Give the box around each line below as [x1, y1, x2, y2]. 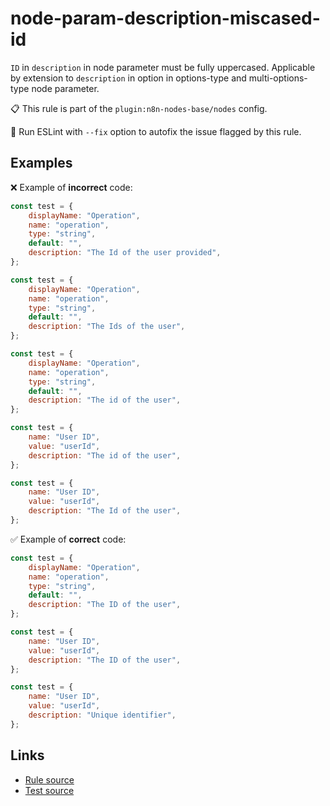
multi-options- [248, 72, 308, 84]
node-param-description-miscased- [10, 7, 321, 30]
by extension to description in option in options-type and [10, 72, 247, 84]
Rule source [24, 773, 75, 786]
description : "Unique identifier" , [28, 710, 177, 720]
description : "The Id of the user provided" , [28, 248, 222, 258]
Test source [24, 784, 75, 796]
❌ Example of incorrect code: [10, 181, 133, 193]
